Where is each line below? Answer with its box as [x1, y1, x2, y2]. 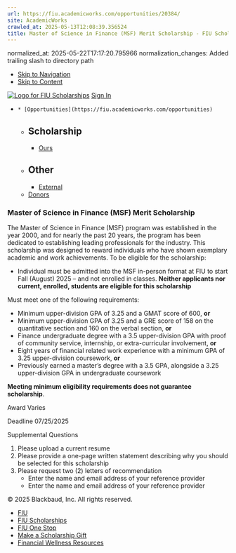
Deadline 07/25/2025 [7, 417, 69, 425]
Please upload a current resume [17, 444, 110, 453]
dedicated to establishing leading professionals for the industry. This [7, 239, 206, 247]
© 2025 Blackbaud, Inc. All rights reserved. [7, 495, 133, 504]
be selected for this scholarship [17, 459, 109, 467]
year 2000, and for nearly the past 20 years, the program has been [7, 231, 202, 239]
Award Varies [7, 404, 46, 412]
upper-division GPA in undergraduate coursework [17, 369, 162, 378]
